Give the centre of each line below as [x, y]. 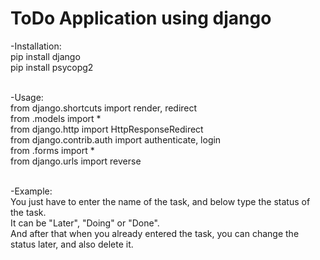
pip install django [45, 56]
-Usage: [27, 97]
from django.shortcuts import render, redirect [104, 108]
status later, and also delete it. [72, 244]
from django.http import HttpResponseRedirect [107, 129]
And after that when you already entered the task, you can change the [155, 233]
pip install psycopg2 [52, 67]
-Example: [31, 191]
